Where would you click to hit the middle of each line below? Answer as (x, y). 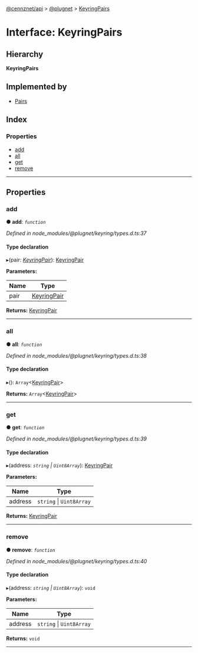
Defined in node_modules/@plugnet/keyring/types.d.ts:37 (76, 233)
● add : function (26, 222)
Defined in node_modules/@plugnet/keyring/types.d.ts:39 (77, 439)
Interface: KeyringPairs (64, 32)
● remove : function (31, 550)
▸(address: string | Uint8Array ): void (51, 587)
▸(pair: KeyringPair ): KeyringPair (45, 260)
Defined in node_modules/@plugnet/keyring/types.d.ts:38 (77, 355)
